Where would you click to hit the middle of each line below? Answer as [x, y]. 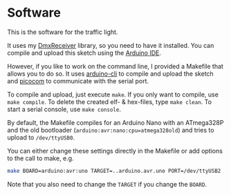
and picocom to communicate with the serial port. [78, 80]
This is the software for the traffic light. [63, 32]
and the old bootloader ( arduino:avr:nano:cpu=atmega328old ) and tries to [111, 130]
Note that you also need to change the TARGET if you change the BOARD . [107, 184]
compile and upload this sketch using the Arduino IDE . [84, 53]
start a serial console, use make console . [64, 109]
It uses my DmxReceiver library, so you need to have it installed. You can [111, 45]
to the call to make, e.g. [40, 158]
